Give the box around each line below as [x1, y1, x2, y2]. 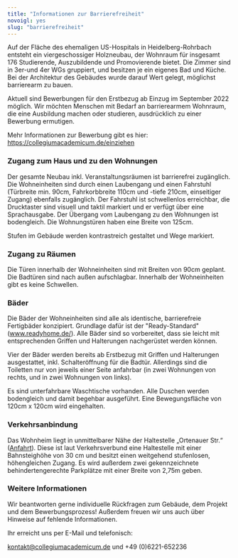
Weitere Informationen [7, 483, 87, 493]
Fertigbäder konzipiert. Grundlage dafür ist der [7, 322, 144, 330]
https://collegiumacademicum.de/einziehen [7, 138, 135, 147]
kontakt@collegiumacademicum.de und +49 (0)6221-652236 [7, 542, 188, 551]
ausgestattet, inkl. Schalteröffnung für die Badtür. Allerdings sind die [7, 358, 207, 366]
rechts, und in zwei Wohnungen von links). [7, 373, 132, 382]
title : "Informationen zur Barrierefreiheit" [7, 10, 144, 18]
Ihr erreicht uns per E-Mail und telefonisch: [7, 528, 133, 537]
